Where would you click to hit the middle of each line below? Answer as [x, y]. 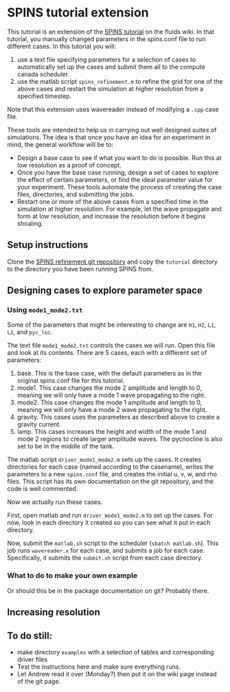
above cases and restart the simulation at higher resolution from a [110, 89]
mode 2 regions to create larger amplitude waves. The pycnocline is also [120, 439]
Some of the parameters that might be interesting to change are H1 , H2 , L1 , [112, 325]
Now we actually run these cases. [55, 502]
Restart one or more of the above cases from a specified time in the [113, 201]
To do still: [30, 635]
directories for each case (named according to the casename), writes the [111, 467]
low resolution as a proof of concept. [69, 165]
